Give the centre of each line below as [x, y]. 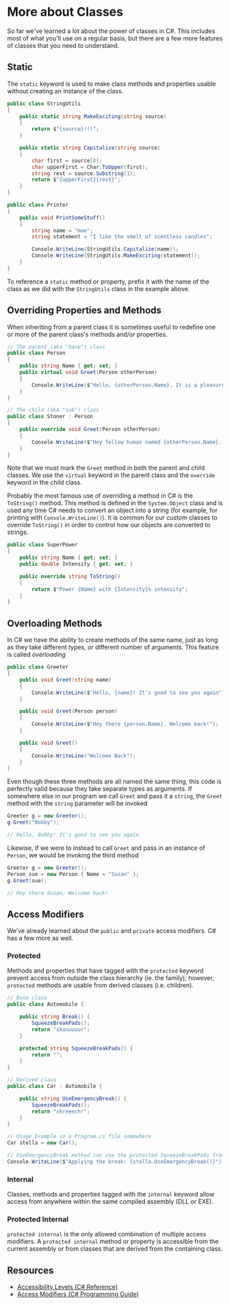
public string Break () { [55, 1017]
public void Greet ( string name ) [65, 680]
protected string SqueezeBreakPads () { [76, 1048]
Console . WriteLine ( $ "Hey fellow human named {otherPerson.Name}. [127, 442]
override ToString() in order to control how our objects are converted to [109, 525]
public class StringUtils [44, 104]
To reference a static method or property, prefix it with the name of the [108, 281]
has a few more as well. [40, 938]
